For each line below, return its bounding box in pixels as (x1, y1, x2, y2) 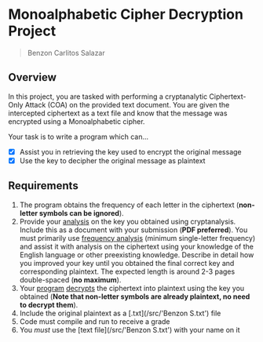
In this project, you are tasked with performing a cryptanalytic (8, 92, 208, 101)
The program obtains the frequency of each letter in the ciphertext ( (19, 200, 239, 209)
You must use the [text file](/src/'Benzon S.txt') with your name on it (19, 325, 241, 334)
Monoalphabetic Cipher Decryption (8, 5, 243, 24)
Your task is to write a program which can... (8, 132, 149, 141)
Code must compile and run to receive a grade (19, 316, 170, 326)
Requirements (8, 179, 79, 193)
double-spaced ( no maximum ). (19, 275, 122, 284)
